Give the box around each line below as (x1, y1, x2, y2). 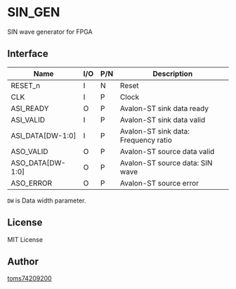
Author (7, 255, 39, 267)
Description (152, 68, 193, 78)
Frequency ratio (119, 135, 172, 145)
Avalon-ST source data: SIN (119, 158, 213, 167)
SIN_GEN (7, 4, 60, 20)
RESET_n (11, 80, 41, 90)
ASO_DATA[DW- (11, 158, 66, 167)
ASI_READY (11, 103, 49, 113)
